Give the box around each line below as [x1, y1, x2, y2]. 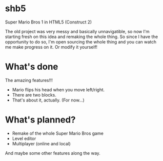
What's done [5, 61, 59, 72]
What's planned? [5, 114, 76, 125]
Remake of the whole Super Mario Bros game [12, 130, 104, 136]
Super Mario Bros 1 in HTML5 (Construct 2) [5, 19, 92, 25]
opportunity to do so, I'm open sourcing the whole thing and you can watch [5, 39, 157, 44]
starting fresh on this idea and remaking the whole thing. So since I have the [5, 34, 158, 40]
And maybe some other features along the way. [5, 150, 101, 156]
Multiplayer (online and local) [12, 141, 71, 146]
